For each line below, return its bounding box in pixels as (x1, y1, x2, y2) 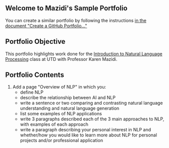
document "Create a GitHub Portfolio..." (5, 23, 87, 29)
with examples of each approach (20, 121, 88, 127)
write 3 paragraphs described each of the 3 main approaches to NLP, (20, 116, 164, 122)
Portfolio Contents (5, 70, 65, 80)
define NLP (20, 89, 44, 95)
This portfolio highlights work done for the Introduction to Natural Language (5, 50, 162, 57)
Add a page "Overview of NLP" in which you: (12, 84, 106, 90)
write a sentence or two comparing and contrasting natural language (20, 100, 163, 106)
